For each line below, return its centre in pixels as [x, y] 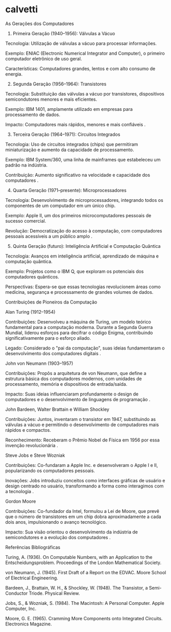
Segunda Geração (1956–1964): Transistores [59, 84]
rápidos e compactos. [28, 430]
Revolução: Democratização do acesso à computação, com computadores [84, 230]
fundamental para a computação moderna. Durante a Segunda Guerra [79, 327]
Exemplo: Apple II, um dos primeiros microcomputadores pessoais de [78, 215]
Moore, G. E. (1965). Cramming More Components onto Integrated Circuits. [84, 618]
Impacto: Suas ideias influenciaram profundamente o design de [72, 394]
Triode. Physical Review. [54, 593]
